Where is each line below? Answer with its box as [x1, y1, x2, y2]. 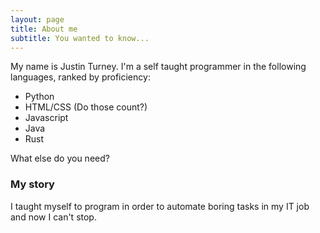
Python [24, 91, 55, 103]
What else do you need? [10, 152, 110, 165]
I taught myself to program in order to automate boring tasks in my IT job [10, 200, 310, 212]
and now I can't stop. [10, 211, 97, 223]
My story [10, 177, 55, 191]
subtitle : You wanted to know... [10, 33, 150, 43]
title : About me [10, 24, 78, 34]
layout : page [10, 14, 65, 25]
